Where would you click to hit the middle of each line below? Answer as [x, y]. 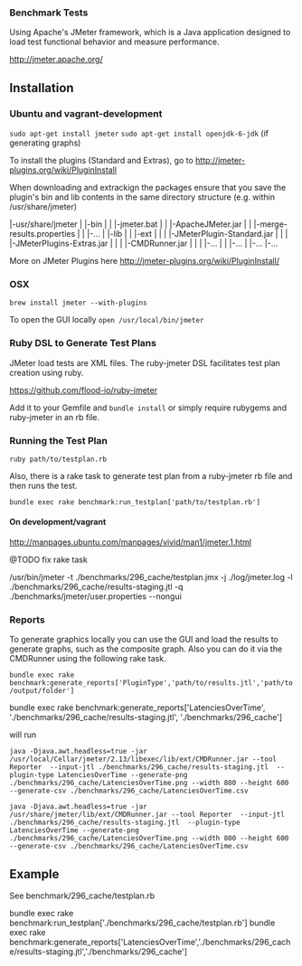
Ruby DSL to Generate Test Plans [83, 343]
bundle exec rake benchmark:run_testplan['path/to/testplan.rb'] [135, 502]
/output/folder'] [42, 691]
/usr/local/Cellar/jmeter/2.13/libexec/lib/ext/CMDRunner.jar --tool [143, 760]
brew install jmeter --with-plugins [78, 303]
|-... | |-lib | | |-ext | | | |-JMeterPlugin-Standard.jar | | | [188, 233]
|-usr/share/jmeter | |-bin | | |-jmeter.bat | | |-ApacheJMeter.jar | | [131, 224]
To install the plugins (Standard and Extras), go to [102, 160]
